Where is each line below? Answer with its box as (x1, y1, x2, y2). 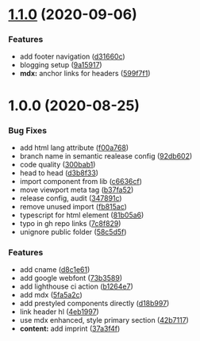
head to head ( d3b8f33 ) (19, 168, 99, 178)
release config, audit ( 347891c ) (19, 193, 122, 203)
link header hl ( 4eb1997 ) (19, 307, 99, 316)
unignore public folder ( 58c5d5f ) (19, 227, 127, 236)
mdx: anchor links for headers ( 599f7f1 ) (19, 69, 151, 79)
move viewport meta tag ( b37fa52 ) (19, 185, 134, 194)
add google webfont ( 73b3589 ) (19, 274, 123, 283)
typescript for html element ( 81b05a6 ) (19, 210, 144, 220)
